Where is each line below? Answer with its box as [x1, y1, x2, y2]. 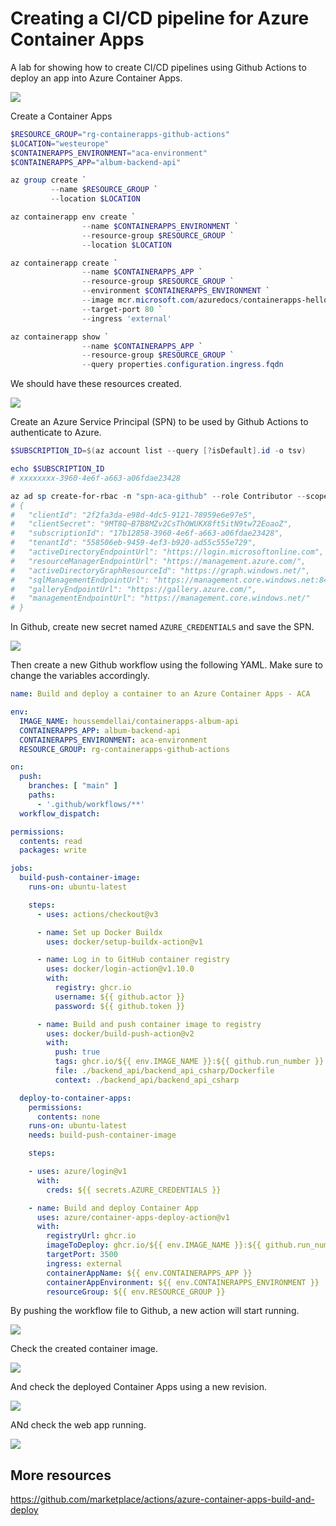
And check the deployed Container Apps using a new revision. [10, 1381, 267, 1393]
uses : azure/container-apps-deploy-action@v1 [36, 1212, 230, 1222]
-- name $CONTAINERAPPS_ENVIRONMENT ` [81, 221, 240, 231]
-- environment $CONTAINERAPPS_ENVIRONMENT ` [81, 286, 271, 296]
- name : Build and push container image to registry [36, 1019, 262, 1029]
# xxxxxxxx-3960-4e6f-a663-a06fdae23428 [10, 473, 182, 483]
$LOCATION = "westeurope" [10, 138, 110, 149]
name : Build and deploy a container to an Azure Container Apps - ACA [10, 689, 311, 699]
